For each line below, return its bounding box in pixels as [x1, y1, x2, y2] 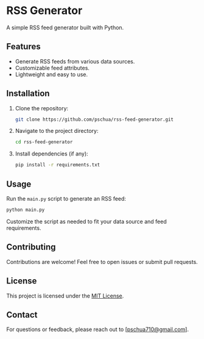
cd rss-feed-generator [15, 139, 73, 145]
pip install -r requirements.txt [15, 162, 100, 168]
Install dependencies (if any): [15, 150, 88, 157]
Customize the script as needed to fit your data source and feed [6, 218, 167, 225]
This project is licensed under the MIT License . [6, 292, 124, 299]
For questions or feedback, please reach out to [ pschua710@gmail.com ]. [6, 326, 189, 333]
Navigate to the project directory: [15, 127, 99, 135]
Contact [6, 309, 38, 320]
